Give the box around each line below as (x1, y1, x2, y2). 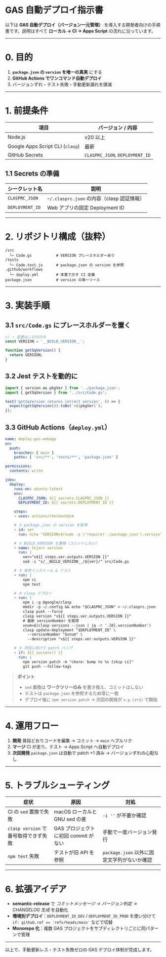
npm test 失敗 (7, 853, 40, 860)
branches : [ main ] (14, 450, 54, 455)
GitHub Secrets (7, 151, 43, 158)
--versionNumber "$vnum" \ (27, 632, 83, 637)
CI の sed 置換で (7, 808, 44, 815)
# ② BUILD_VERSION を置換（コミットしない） (14, 541, 99, 546)
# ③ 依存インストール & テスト (14, 568, 71, 573)
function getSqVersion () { (5, 348, 61, 353)
